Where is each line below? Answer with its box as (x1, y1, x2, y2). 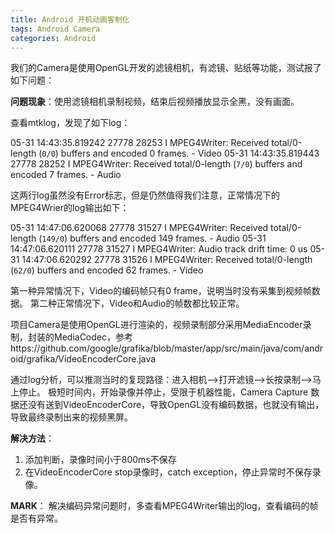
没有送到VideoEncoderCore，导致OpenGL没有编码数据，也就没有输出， (27, 399, 325, 411)
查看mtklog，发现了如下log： (10, 117, 131, 129)
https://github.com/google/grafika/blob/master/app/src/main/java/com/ (10, 342, 305, 355)
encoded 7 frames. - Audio (10, 169, 122, 181)
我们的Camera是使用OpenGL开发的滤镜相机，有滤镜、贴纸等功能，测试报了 (10, 62, 322, 74)
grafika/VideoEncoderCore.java (26, 353, 157, 365)
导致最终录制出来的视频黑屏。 (10, 411, 133, 423)
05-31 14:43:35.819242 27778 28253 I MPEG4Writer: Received (10, 137, 270, 149)
